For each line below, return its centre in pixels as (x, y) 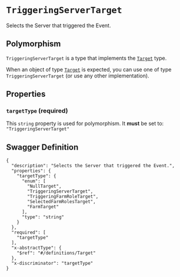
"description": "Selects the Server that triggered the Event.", (93, 166)
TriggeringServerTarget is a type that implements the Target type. (86, 58)
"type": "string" (43, 217)
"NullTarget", (44, 187)
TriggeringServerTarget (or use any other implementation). (78, 76)
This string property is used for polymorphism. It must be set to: (85, 124)
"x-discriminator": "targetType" (52, 264)
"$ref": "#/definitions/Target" (56, 253)
